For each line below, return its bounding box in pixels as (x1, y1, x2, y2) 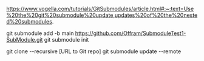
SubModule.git (6, 36, 43, 43)
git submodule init (44, 36, 89, 43)
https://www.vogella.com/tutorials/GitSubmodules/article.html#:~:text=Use (6, 5, 194, 12)
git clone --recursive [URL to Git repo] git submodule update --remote (6, 48, 182, 55)
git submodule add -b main (6, 30, 74, 37)
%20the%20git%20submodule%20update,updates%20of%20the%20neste (6, 11, 198, 19)
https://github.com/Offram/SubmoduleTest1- (75, 30, 186, 37)
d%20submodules (6, 18, 53, 25)
